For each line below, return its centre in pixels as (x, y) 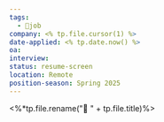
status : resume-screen (51, 67)
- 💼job (29, 26)
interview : (29, 58)
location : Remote (41, 75)
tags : (19, 17)
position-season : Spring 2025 (65, 83)
